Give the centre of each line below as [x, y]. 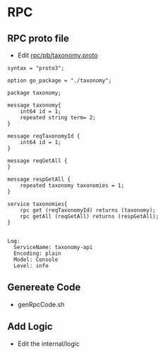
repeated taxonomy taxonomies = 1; [72, 186]
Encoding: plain [37, 253]
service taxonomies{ [38, 204]
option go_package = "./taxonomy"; [60, 80]
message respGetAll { [39, 179]
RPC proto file [38, 38]
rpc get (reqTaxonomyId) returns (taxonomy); [88, 210]
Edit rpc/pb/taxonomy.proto [58, 55]
